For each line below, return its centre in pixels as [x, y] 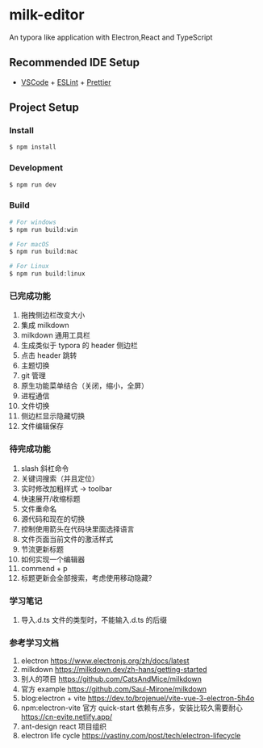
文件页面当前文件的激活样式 [67, 539]
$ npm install [33, 147]
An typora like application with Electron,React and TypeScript [111, 37]
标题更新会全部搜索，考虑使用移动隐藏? [86, 578]
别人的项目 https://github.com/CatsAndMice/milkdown [111, 679]
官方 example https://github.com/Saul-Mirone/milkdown [114, 689]
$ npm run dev [33, 185]
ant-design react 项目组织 [64, 727]
